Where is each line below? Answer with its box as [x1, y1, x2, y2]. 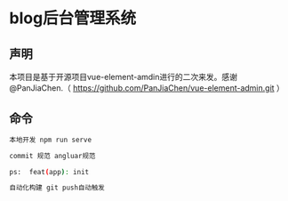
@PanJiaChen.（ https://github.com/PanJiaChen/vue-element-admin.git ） [9, 83, 284, 93]
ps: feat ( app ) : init [9, 167, 90, 176]
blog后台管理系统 [9, 8, 137, 28]
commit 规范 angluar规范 [9, 151, 96, 160]
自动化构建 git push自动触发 [9, 183, 105, 192]
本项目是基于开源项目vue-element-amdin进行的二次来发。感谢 [9, 72, 238, 82]
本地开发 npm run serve [9, 135, 92, 144]
